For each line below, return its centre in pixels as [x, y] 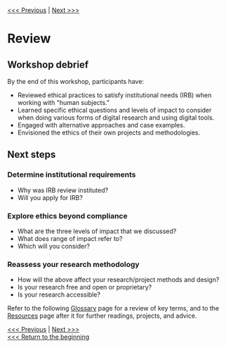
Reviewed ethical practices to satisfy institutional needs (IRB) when [114, 95]
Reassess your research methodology [73, 264]
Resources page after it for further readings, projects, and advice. [102, 316]
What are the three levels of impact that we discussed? [97, 231]
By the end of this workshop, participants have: [76, 81]
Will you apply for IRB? [50, 197]
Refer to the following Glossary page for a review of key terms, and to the [113, 309]
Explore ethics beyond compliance [67, 216]
